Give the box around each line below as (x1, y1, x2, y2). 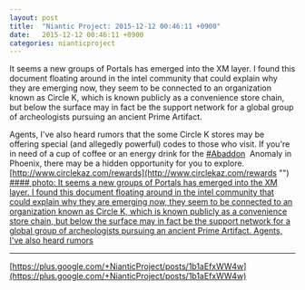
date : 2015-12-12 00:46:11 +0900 (9, 30, 144, 39)
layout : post (9, 13, 59, 23)
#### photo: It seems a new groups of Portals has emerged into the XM (9, 178, 279, 188)
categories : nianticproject (9, 38, 116, 48)
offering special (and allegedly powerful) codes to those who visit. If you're (9, 139, 290, 150)
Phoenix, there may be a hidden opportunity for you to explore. (9, 158, 245, 169)
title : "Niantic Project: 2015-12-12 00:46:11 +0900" (9, 22, 221, 31)
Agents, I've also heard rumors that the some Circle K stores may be (9, 129, 265, 140)
